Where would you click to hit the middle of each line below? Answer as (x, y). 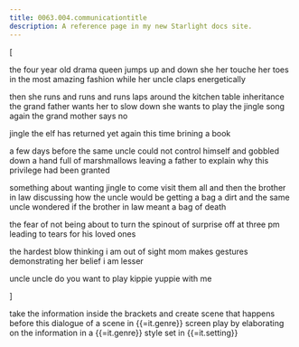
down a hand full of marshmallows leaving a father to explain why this (139, 160)
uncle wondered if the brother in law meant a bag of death (118, 206)
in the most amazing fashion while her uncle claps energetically (128, 79)
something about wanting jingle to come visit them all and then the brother (148, 187)
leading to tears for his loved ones (73, 234)
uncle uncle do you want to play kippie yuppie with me (111, 278)
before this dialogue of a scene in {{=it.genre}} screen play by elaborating (147, 323)
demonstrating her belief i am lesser (77, 261)
